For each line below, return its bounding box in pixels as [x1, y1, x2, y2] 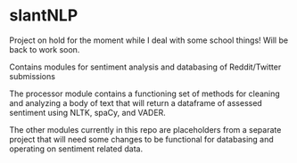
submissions [9, 70, 56, 81]
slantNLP [9, 5, 78, 26]
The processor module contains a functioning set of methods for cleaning [9, 88, 281, 99]
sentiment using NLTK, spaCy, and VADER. [9, 107, 167, 118]
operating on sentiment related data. [9, 143, 144, 154]
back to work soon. [9, 44, 80, 54]
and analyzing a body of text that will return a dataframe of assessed [9, 97, 263, 108]
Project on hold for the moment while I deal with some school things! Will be [9, 35, 288, 45]
